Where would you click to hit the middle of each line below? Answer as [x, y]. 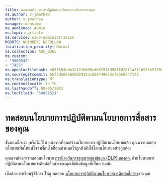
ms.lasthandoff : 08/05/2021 [34, 88]
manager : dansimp [23, 24]
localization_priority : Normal [38, 47]
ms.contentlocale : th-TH [31, 84]
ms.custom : [16, 56]
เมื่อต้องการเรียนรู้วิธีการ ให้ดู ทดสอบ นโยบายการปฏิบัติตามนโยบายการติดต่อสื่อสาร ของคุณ [78, 174]
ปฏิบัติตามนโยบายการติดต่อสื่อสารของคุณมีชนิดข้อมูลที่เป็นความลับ [58, 164]
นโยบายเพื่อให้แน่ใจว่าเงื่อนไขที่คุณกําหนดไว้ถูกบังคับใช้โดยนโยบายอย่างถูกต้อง [68, 148]
